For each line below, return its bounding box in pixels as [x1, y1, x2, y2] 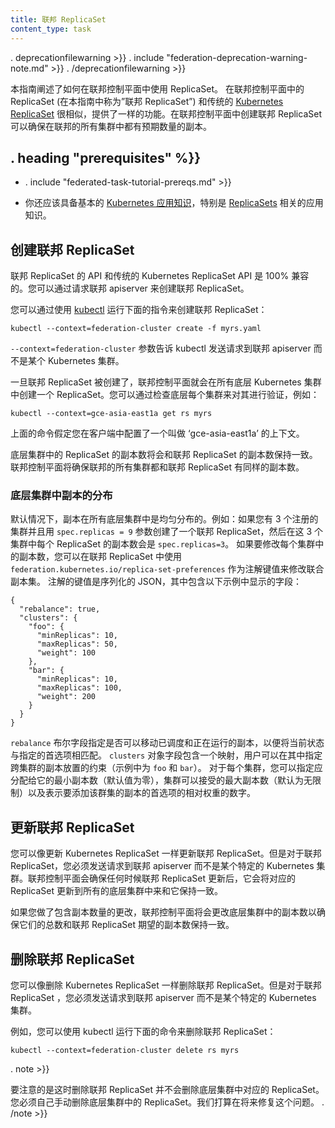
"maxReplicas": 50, [36, 639, 118, 650]
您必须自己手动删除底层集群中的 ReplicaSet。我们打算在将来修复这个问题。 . [10, 1096, 325, 1108]
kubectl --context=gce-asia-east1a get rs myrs [10, 409, 213, 419]
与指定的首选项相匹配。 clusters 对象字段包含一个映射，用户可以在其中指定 [10, 749, 323, 761]
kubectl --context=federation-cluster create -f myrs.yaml [10, 324, 262, 334]
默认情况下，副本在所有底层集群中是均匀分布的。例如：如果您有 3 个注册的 [10, 513, 319, 525]
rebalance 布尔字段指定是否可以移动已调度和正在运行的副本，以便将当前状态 [10, 737, 325, 749]
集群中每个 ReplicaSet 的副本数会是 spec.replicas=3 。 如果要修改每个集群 [10, 538, 316, 550]
